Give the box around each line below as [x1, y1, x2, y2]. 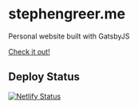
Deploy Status [8, 70, 80, 84]
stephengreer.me [8, 5, 126, 23]
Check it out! [8, 46, 50, 56]
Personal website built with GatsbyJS [8, 31, 130, 41]
